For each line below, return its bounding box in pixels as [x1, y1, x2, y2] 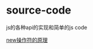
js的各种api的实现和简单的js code [6, 24, 88, 31]
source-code [6, 4, 72, 17]
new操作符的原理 [6, 36, 48, 43]
